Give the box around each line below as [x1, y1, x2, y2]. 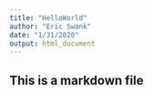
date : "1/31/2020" [9, 30, 79, 39]
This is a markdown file [9, 72, 144, 88]
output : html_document [9, 38, 96, 48]
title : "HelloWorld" [9, 13, 88, 23]
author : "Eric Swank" [9, 22, 92, 31]
